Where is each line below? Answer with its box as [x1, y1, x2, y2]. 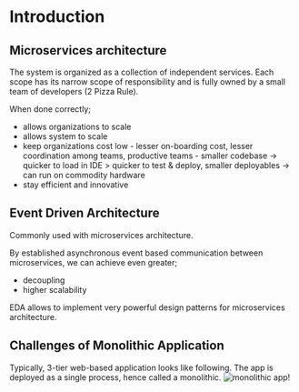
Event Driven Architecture [9, 206, 160, 221]
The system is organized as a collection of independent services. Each [9, 66, 274, 77]
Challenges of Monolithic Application [9, 338, 224, 354]
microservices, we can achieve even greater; [9, 256, 178, 267]
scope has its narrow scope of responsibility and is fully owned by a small [9, 76, 286, 87]
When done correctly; [9, 104, 91, 115]
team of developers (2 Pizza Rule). [9, 86, 139, 96]
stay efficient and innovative [22, 179, 129, 190]
